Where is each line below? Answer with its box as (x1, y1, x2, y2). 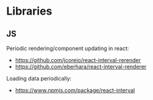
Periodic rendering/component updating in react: (6, 45, 129, 52)
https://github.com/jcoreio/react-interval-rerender (15, 57, 141, 63)
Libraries (6, 4, 52, 18)
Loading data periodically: (6, 75, 72, 82)
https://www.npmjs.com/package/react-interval (15, 87, 135, 94)
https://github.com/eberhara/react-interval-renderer (15, 63, 147, 70)
